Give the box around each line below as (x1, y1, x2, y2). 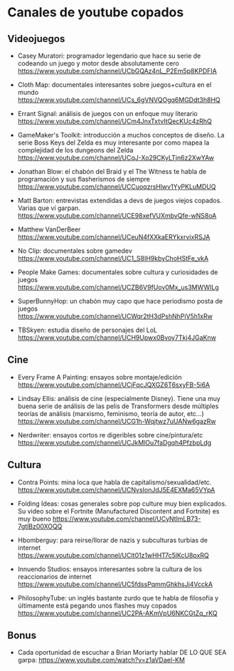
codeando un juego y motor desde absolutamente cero (17, 59, 179, 68)
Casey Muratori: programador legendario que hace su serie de (17, 51, 201, 60)
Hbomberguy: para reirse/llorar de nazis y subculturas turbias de (17, 536, 208, 544)
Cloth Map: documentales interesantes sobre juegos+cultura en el (17, 80, 212, 89)
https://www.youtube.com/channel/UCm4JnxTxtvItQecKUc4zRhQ (17, 117, 212, 125)
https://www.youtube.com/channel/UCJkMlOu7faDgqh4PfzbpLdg (17, 438, 212, 447)
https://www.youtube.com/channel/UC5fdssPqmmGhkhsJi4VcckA (17, 580, 213, 588)
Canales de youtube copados (7, 4, 184, 21)
